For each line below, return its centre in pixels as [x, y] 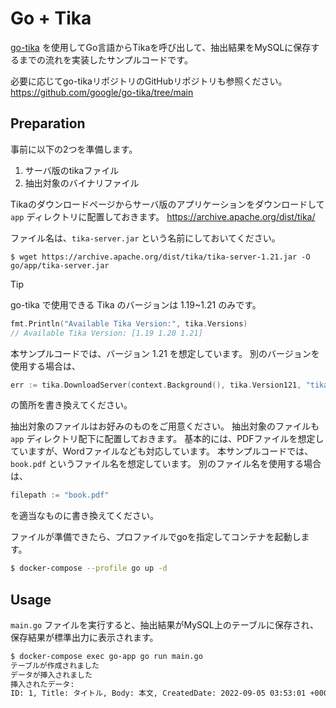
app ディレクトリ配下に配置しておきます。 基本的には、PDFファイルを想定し [167, 439]
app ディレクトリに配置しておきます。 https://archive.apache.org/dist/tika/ [163, 216]
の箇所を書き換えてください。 [71, 405]
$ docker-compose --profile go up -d [89, 568]
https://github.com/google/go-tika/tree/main [102, 92]
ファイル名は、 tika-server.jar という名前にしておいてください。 [145, 238]
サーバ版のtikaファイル [72, 170]
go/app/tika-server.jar [60, 265]
